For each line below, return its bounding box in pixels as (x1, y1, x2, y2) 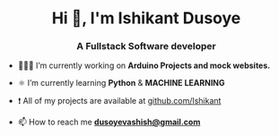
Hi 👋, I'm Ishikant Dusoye (51, 8, 241, 29)
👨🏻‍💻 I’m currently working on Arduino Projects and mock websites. (17, 60, 271, 71)
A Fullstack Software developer (75, 40, 217, 53)
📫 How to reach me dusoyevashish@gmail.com (17, 116, 201, 128)
